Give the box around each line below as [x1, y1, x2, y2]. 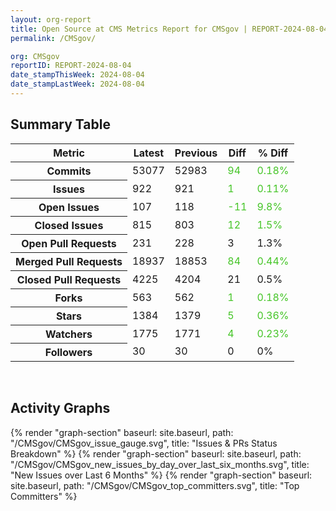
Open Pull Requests [21, 236, 117, 250]
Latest [133, 146, 165, 160]
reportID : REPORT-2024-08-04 [10, 61, 132, 71]
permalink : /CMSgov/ [10, 33, 97, 43]
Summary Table [10, 116, 111, 133]
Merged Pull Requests [15, 254, 123, 268]
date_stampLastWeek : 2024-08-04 [10, 79, 145, 90]
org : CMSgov [10, 51, 60, 61]
